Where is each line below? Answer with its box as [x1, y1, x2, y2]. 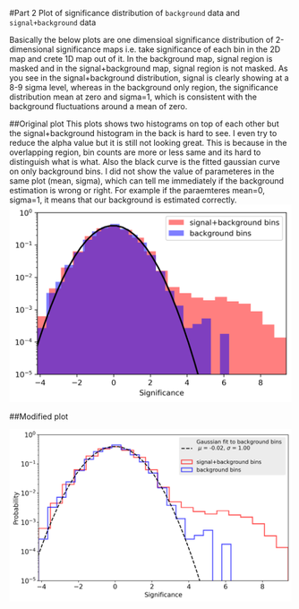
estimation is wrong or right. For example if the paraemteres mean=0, [9, 185, 266, 195]
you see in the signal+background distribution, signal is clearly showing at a [9, 73, 289, 83]
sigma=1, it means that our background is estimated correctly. [9, 194, 237, 205]
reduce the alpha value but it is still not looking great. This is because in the [9, 138, 287, 148]
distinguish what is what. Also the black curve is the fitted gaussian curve [9, 157, 280, 167]
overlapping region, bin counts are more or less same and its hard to [9, 147, 261, 158]
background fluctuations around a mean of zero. [9, 101, 188, 111]
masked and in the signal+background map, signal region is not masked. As [9, 63, 288, 73]
